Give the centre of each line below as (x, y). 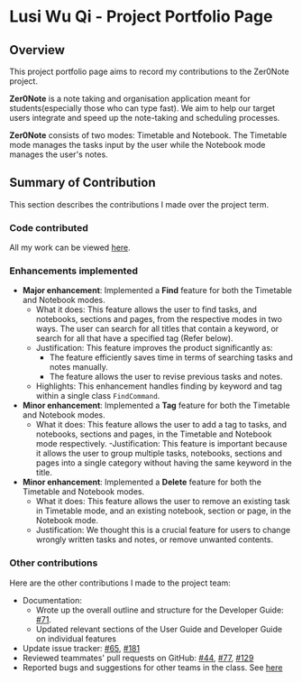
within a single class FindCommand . (98, 396)
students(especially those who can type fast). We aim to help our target (142, 108)
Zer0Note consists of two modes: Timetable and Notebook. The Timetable (148, 135)
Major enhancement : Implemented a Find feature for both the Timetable (157, 290)
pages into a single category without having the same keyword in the (164, 463)
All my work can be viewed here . (70, 248)
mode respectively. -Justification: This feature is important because (161, 444)
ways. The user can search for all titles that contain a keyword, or (157, 329)
